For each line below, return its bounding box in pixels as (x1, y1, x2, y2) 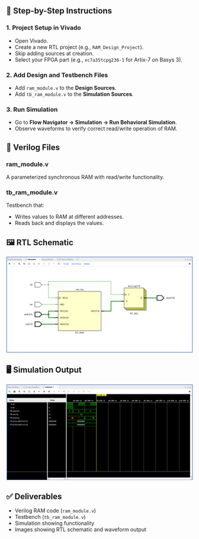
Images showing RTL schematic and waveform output (14, 526, 147, 533)
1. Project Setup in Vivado (6, 24, 81, 32)
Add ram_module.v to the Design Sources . (14, 84, 117, 91)
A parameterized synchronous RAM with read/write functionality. (6, 173, 165, 181)
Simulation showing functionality (14, 519, 95, 527)
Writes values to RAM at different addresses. (14, 213, 124, 220)
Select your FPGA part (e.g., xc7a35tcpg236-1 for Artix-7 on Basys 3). (14, 56, 182, 63)
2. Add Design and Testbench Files (6, 70, 108, 79)
